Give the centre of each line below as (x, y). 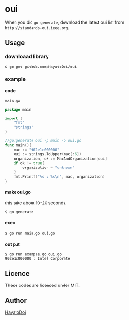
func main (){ (18, 145)
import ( (14, 118)
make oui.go (18, 192)
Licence (17, 274)
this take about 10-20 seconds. (36, 203)
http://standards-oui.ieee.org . (37, 27)
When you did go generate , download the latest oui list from (65, 22)
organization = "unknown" (49, 168)
